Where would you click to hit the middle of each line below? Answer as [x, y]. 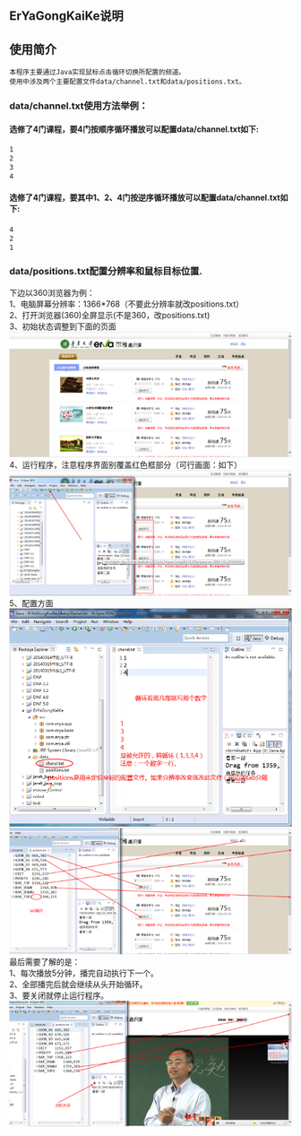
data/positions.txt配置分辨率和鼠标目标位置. [106, 272]
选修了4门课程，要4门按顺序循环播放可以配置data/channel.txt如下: [134, 129]
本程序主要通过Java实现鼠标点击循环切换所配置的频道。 [98, 73]
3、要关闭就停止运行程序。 [59, 995]
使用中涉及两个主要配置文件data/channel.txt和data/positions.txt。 [128, 82]
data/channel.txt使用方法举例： [79, 106]
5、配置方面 [31, 603]
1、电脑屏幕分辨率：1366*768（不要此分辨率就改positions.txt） [127, 304]
